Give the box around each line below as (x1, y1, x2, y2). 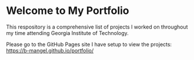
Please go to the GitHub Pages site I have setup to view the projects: (6, 41, 172, 48)
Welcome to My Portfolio (6, 4, 129, 17)
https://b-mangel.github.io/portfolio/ (6, 47, 94, 54)
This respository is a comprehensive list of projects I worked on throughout (6, 23, 188, 30)
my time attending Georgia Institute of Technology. (6, 29, 129, 36)
